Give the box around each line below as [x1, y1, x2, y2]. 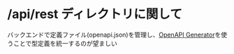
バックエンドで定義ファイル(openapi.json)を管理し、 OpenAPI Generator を [7, 30, 221, 39]
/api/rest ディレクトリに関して [7, 6, 183, 22]
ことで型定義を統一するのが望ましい [13, 39, 117, 47]
